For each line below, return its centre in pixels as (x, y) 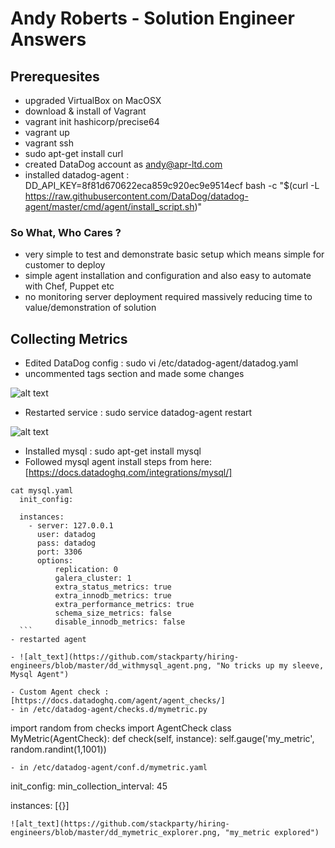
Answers (48, 39)
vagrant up (47, 132)
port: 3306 (59, 552)
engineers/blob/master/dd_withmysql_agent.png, (111, 666)
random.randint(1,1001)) (58, 749)
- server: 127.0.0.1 (71, 526)
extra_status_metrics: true (113, 587)
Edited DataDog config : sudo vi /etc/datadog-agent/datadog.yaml (161, 363)
